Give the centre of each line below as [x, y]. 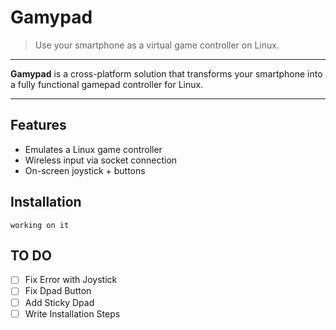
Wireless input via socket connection [101, 160]
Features [38, 125]
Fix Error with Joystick [71, 280]
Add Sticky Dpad [59, 302]
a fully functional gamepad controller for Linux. [107, 84]
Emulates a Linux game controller [93, 149]
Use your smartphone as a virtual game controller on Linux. [157, 45]
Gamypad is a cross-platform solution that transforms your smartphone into [166, 73]
